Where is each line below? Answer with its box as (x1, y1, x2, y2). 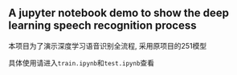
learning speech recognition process (8, 19, 197, 33)
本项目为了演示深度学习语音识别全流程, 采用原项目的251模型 (8, 41, 207, 50)
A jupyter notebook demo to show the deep (8, 6, 230, 20)
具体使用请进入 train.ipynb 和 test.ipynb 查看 (8, 57, 155, 67)
